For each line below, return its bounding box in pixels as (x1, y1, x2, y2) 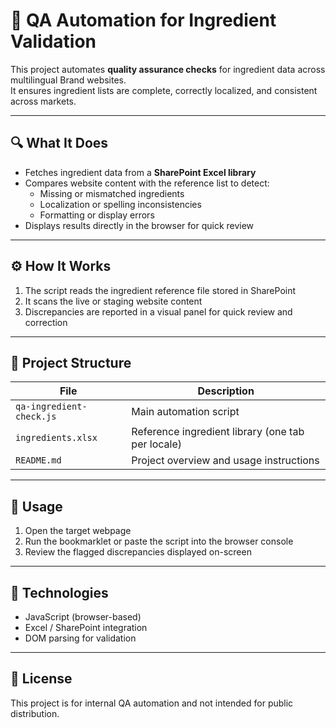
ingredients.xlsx (15, 432, 98, 444)
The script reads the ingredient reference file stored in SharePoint (24, 284, 297, 296)
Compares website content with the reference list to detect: (24, 177, 270, 189)
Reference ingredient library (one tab (131, 425, 305, 439)
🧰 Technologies (10, 584, 109, 601)
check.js (15, 411, 57, 423)
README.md (15, 455, 62, 466)
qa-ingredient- (15, 401, 88, 413)
